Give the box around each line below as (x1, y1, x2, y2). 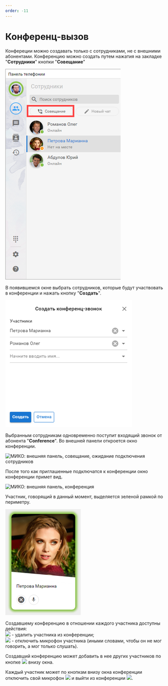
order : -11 (5, 8, 29, 13)
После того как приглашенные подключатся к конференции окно (5, 468, 148, 474)
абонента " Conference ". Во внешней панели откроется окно (5, 437, 137, 444)
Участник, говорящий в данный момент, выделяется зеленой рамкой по (5, 493, 163, 500)
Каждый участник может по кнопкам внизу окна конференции (5, 669, 142, 675)
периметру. (5, 499, 31, 505)
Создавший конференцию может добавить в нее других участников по (5, 653, 161, 659)
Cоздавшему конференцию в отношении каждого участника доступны (5, 620, 161, 626)
